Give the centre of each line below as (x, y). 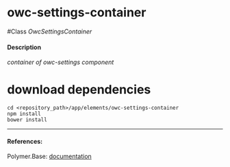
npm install (24, 114)
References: (25, 141)
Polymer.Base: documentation (50, 156)
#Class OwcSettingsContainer (50, 31)
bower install (27, 120)
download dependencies (79, 90)
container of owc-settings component (61, 62)
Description (24, 47)
